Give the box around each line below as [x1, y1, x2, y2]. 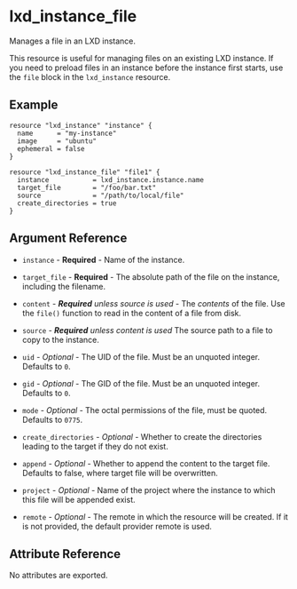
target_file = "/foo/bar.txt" [17, 183, 157, 192]
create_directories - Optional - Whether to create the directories [21, 431, 262, 442]
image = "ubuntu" [17, 136, 98, 146]
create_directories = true [17, 198, 117, 208]
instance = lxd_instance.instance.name [17, 175, 204, 184]
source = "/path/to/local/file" [17, 191, 184, 200]
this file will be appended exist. [21, 494, 136, 505]
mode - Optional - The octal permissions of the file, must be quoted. [21, 404, 268, 415]
